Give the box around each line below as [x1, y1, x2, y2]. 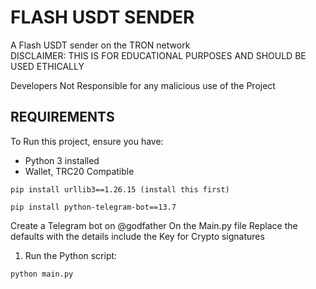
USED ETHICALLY [10, 60, 85, 72]
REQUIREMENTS [10, 109, 115, 126]
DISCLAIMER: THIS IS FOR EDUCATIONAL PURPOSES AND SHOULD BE [10, 49, 307, 61]
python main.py [10, 269, 74, 279]
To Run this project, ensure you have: [10, 135, 164, 147]
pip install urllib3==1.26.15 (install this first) [10, 184, 230, 195]
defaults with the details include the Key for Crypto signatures [10, 230, 265, 242]
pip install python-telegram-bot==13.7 [10, 202, 177, 212]
